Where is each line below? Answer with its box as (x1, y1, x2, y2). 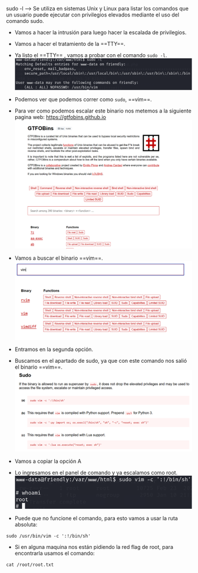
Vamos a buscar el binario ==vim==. (14, 254, 103, 261)
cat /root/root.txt (6, 562, 54, 568)
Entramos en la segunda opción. (14, 346, 93, 353)
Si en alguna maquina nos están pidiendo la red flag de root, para (14, 544, 174, 551)
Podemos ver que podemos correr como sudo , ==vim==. (14, 95, 152, 102)
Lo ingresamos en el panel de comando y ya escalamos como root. (14, 469, 178, 476)
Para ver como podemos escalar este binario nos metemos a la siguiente (14, 107, 192, 114)
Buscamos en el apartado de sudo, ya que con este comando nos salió (14, 357, 187, 364)
